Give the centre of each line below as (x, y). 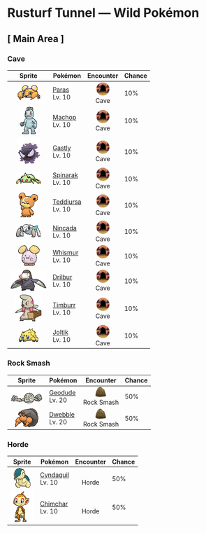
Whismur (66, 252)
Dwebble (62, 415)
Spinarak (65, 175)
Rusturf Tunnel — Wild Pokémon (103, 13)
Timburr (64, 305)
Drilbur (62, 277)
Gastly (62, 148)
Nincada (65, 228)
